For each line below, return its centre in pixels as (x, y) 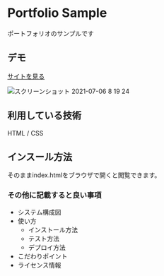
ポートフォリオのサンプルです (51, 33)
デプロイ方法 (47, 247)
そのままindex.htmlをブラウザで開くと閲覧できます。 (84, 175)
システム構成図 (39, 212)
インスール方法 (40, 157)
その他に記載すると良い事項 (54, 196)
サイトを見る (26, 76)
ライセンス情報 (39, 265)
